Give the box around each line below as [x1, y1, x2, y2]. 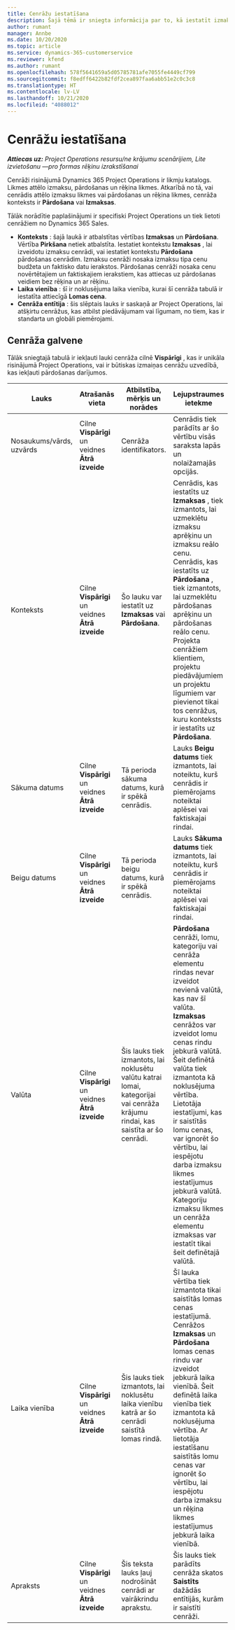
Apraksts [10, 1580, 41, 1590]
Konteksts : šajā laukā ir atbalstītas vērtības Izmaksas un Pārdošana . [17, 232, 219, 241]
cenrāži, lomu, [173, 932, 220, 942]
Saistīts [173, 1576, 199, 1586]
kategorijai [121, 1089, 156, 1099]
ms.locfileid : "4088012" [7, 102, 80, 109]
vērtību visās [173, 431, 215, 441]
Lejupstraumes [173, 389, 225, 399]
